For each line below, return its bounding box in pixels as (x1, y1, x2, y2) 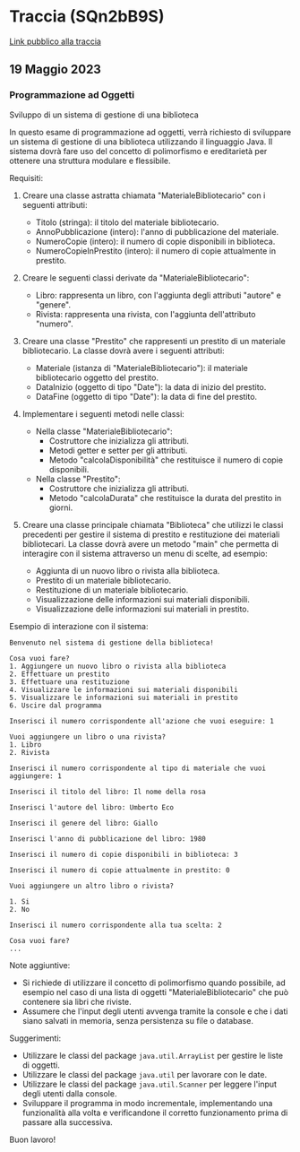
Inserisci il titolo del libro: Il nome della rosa (9, 787, 206, 796)
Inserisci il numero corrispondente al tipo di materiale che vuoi (9, 764, 267, 773)
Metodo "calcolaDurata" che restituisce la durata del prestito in (48, 492, 282, 503)
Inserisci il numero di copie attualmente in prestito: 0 (9, 865, 230, 875)
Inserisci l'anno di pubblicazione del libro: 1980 (9, 834, 206, 844)
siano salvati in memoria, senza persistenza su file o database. (21, 1015, 253, 1026)
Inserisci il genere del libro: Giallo (9, 819, 159, 827)
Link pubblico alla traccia (9, 36, 101, 47)
